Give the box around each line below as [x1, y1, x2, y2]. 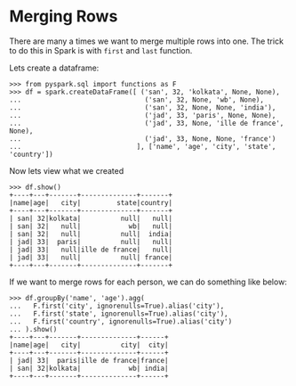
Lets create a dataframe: [9, 62, 100, 73]
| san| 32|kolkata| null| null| [9, 214, 173, 223]
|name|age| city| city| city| [9, 341, 169, 349]
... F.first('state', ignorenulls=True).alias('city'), [9, 309, 228, 318]
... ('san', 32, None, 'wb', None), [9, 95, 265, 104]
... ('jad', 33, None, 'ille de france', [9, 119, 284, 127]
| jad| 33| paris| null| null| [9, 237, 173, 246]
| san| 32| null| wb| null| [9, 221, 173, 231]
